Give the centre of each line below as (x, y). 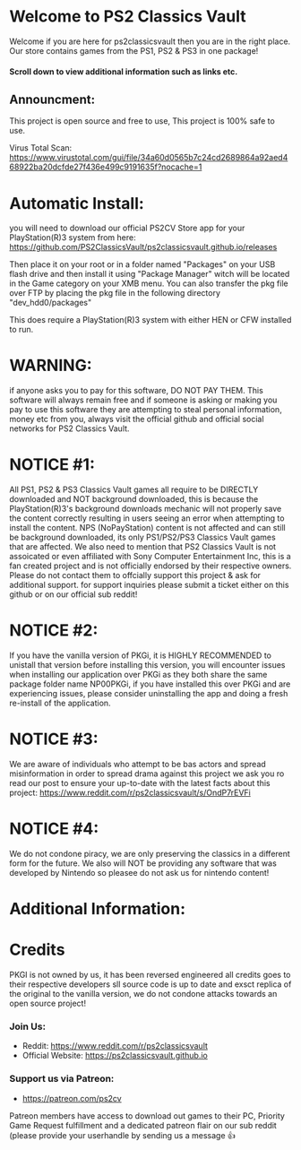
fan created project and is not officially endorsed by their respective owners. (150, 566)
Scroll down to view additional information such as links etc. (124, 71)
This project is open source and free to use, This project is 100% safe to (142, 121)
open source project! (48, 1003)
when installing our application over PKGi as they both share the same (138, 675)
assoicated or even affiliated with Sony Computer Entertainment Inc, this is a (150, 557)
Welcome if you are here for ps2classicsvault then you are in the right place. (150, 41)
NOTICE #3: (54, 739)
